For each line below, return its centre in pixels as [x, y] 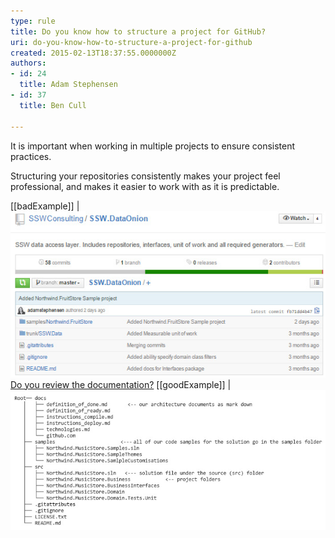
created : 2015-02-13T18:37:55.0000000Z [93, 53]
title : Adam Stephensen [68, 85]
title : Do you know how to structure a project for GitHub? [138, 31]
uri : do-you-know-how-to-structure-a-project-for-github [131, 42]
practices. [31, 156]
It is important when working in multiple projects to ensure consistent [153, 146]
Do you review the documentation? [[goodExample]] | [121, 384]
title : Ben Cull [53, 105]
